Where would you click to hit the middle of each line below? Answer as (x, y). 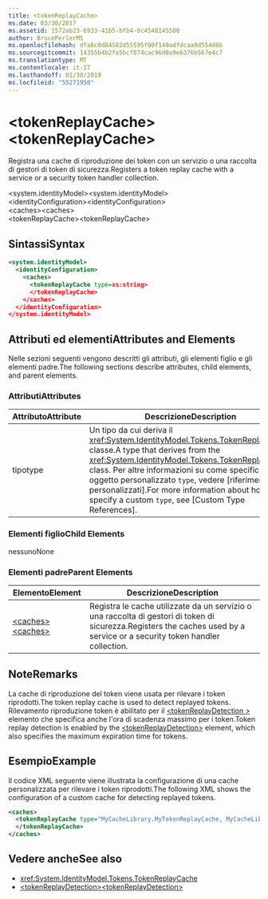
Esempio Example (52, 761)
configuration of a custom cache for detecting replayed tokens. (112, 797)
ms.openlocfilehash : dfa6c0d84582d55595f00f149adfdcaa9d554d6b (116, 46)
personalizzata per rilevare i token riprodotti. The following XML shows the (130, 789)
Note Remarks (43, 674)
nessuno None (31, 551)
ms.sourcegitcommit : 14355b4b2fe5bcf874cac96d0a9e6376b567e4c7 (116, 53)
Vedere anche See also (65, 859)
